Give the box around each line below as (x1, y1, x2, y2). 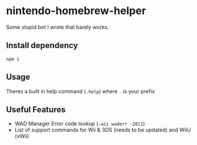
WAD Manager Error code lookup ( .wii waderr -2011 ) (14, 120, 145, 127)
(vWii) (14, 133, 29, 140)
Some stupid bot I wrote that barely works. (6, 23, 109, 31)
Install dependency (6, 41, 78, 50)
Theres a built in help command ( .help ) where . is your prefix (6, 87, 155, 95)
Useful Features (6, 104, 66, 114)
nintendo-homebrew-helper (6, 4, 146, 18)
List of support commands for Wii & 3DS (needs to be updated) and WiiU (14, 126, 191, 133)
